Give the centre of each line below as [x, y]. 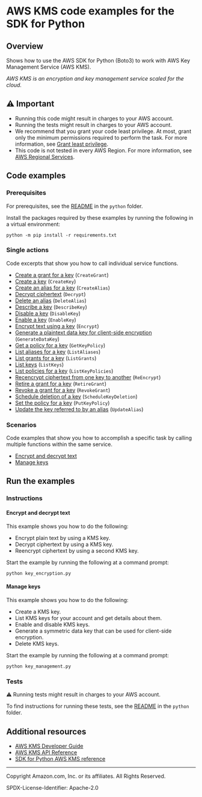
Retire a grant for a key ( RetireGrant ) [61, 383]
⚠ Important [30, 104]
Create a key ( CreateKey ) [45, 281]
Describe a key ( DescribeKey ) [51, 307]
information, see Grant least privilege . [62, 144]
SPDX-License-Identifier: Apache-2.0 [53, 787]
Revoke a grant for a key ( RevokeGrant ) [63, 390]
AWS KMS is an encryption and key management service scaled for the [95, 79]
